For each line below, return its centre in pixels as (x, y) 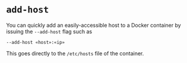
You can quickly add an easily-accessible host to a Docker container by (93, 25)
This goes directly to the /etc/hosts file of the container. (75, 53)
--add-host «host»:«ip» (36, 42)
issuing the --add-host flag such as (49, 31)
